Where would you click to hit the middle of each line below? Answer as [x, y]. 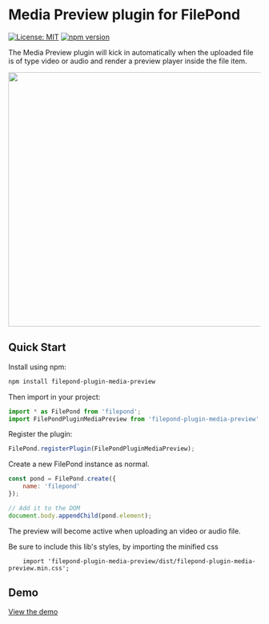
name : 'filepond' [52, 486]
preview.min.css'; [39, 568]
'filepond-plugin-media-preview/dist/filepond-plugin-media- [152, 561]
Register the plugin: [40, 434]
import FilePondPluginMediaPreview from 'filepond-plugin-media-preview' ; [136, 419]
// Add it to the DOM [44, 508]
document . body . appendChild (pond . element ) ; [80, 515]
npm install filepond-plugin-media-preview [82, 381]
